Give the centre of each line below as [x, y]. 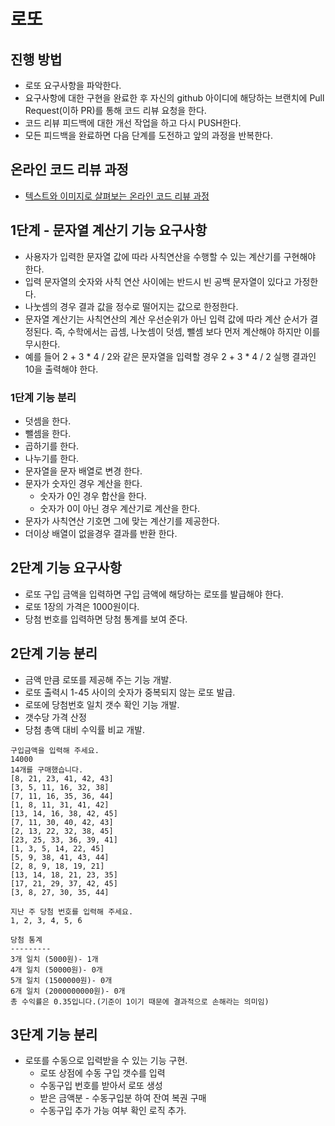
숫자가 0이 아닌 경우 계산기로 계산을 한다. [120, 508]
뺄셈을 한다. [48, 433]
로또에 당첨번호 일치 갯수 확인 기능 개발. [102, 704]
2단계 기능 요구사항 [66, 568]
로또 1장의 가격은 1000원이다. [82, 606]
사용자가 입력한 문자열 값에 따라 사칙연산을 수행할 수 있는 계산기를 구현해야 [170, 256]
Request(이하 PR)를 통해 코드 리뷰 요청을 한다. [115, 110]
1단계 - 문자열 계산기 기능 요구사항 [109, 230]
